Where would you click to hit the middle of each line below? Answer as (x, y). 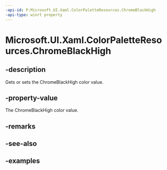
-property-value (32, 98)
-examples (23, 161)
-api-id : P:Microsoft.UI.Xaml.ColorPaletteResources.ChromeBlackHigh (81, 10)
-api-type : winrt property (34, 15)
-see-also (21, 144)
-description (25, 70)
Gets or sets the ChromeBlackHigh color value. (54, 82)
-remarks (20, 126)
